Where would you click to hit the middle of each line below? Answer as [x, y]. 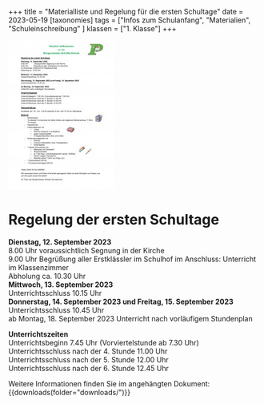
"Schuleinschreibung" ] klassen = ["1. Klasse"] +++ [93, 28]
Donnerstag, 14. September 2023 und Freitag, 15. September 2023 [121, 301]
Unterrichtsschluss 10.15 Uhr [55, 293]
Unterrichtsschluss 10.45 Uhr [56, 310]
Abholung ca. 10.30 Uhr [47, 276]
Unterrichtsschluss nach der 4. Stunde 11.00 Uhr [88, 351]
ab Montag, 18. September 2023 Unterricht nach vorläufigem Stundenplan [131, 318]
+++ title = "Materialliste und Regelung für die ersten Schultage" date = [126, 12]
